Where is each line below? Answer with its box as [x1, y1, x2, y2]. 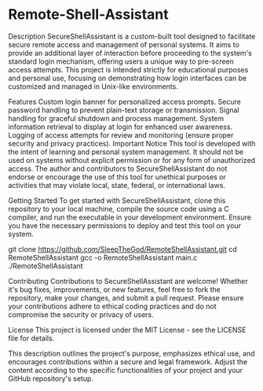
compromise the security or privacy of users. [8, 309, 155, 319]
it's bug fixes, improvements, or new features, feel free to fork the [8, 285, 221, 294]
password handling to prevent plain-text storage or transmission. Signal [8, 105, 239, 115]
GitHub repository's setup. [8, 374, 94, 383]
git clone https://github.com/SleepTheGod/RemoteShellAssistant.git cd [8, 244, 237, 253]
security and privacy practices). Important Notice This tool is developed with [8, 138, 256, 148]
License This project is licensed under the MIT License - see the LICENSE [8, 325, 247, 334]
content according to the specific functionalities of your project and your [8, 365, 243, 374]
